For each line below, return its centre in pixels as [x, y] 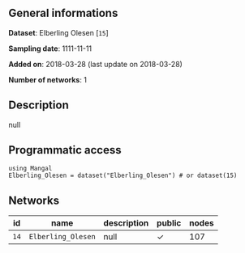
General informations [63, 13]
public [169, 223]
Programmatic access [65, 150]
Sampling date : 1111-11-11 [50, 48]
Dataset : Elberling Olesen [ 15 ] [59, 32]
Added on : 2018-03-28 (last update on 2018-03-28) [95, 64]
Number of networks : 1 [48, 79]
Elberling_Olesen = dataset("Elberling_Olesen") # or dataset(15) [123, 176]
